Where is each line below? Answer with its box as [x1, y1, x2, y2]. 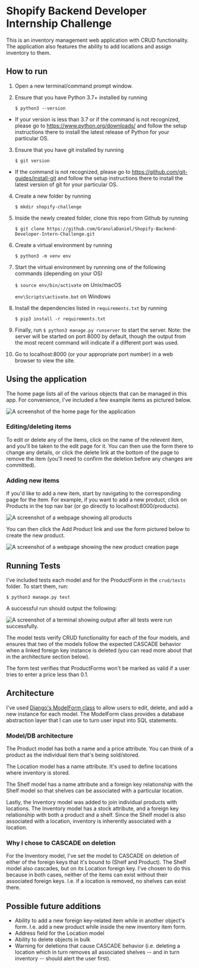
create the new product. [6, 532, 65, 539]
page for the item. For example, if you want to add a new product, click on [6, 496, 187, 504]
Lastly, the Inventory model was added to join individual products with [6, 799, 177, 806]
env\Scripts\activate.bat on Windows [14, 293, 111, 300]
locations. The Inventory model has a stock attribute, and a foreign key [6, 805, 179, 812]
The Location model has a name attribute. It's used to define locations [6, 763, 178, 770]
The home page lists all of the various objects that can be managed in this [6, 390, 187, 397]
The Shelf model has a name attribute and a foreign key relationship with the [6, 781, 193, 788]
